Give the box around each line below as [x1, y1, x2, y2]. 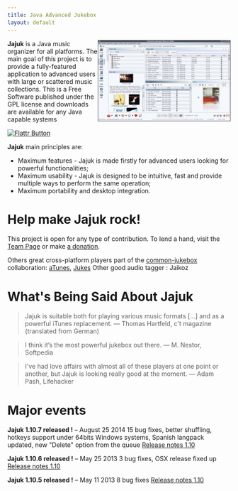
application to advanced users [7, 70, 96, 78]
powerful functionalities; [17, 163, 89, 172]
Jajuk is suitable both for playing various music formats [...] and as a [24, 312, 225, 320]
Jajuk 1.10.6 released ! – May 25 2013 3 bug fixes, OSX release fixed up [7, 455, 217, 463]
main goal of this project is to [7, 54, 92, 63]
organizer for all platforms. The [7, 47, 98, 55]
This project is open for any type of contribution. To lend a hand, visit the [7, 234, 220, 243]
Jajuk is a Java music [7, 39, 71, 48]
